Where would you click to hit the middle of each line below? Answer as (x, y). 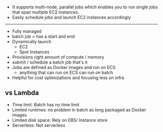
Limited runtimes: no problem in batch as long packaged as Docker (79, 110)
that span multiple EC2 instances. (45, 12)
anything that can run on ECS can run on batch (66, 73)
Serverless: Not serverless (39, 125)
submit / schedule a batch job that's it (50, 62)
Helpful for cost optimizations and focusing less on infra (68, 78)
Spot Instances (34, 52)
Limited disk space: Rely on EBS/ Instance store (60, 120)
